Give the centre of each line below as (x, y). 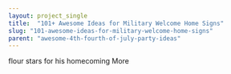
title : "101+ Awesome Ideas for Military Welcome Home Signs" (116, 23)
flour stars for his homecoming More (69, 61)
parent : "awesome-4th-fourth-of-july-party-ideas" (95, 38)
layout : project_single (48, 16)
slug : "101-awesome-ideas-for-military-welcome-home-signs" (111, 31)
